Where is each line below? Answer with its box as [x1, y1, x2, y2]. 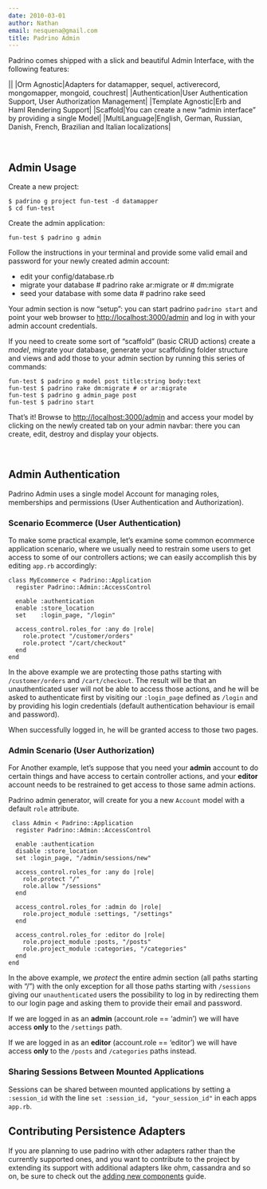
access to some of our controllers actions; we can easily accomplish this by [8, 552, 257, 563]
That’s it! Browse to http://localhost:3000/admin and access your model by [8, 413, 253, 422]
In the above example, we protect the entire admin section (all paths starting [8, 973, 258, 982]
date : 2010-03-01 [8, 11, 66, 20]
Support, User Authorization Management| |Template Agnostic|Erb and [8, 97, 241, 106]
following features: [8, 65, 70, 74]
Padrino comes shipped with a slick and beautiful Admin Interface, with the [8, 56, 255, 65]
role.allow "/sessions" [22, 883, 102, 891]
